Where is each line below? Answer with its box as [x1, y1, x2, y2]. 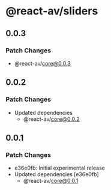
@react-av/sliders [5, 4, 98, 18]
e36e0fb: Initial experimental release [14, 164, 106, 172]
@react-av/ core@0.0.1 [23, 177, 79, 185]
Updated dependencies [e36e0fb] [14, 171, 100, 178]
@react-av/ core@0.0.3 [14, 60, 71, 67]
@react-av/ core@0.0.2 [23, 115, 80, 123]
